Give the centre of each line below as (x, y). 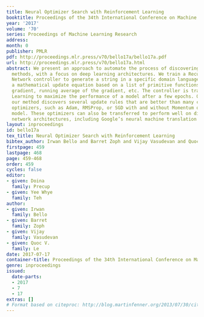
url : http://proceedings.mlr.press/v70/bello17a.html (76, 62)
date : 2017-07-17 (28, 254)
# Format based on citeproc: (43, 305)
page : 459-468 (24, 158)
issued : (16, 271)
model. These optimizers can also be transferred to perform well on (101, 113)
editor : (16, 175)
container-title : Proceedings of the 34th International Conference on (99, 260)
